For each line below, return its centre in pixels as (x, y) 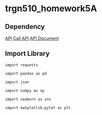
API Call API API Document (32, 38)
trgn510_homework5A (51, 9)
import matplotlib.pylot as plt (38, 108)
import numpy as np (25, 91)
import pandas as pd (26, 73)
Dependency (25, 27)
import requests (21, 65)
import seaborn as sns (28, 99)
